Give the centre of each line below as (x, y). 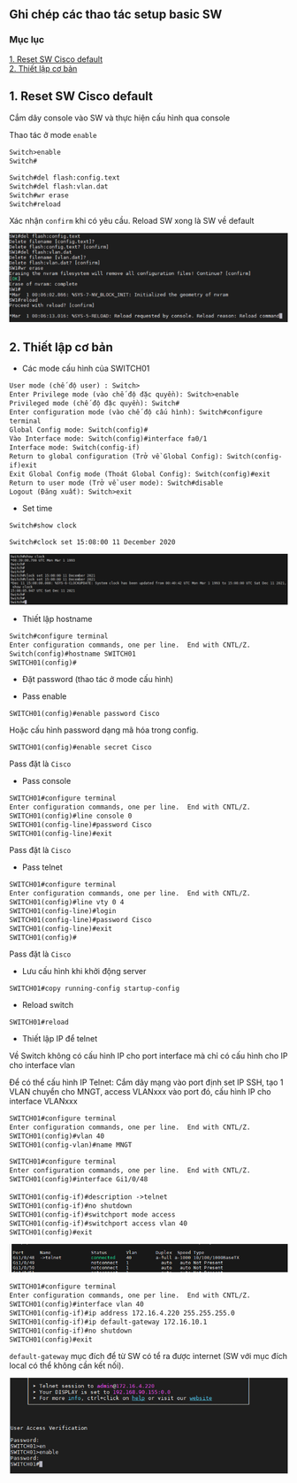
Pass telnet (42, 867)
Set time (37, 509)
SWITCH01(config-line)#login (63, 911)
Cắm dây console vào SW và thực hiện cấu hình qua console (120, 118)
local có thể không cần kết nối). (66, 1365)
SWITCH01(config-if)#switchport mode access (92, 1214)
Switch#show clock (43, 526)
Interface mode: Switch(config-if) (75, 448)
